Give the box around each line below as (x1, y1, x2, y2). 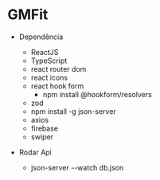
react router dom (30, 64, 87, 73)
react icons (30, 72, 68, 82)
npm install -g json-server (30, 106, 116, 116)
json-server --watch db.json (30, 162, 124, 172)
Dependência (18, 32, 64, 41)
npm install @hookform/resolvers (42, 89, 152, 99)
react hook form (30, 81, 84, 91)
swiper (30, 131, 53, 141)
